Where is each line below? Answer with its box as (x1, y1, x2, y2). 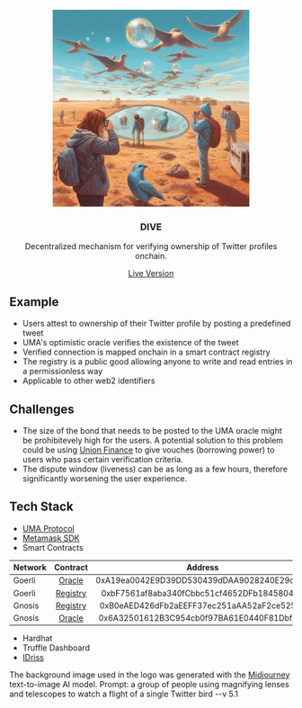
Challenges (9, 401, 75, 417)
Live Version (128, 268, 174, 279)
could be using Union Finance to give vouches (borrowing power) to (22, 444, 275, 455)
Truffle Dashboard (22, 642, 91, 653)
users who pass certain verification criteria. (22, 453, 184, 464)
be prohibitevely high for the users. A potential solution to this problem (22, 435, 284, 445)
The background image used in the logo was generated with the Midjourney (9, 669, 290, 680)
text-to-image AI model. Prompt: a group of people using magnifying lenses (9, 678, 289, 689)
